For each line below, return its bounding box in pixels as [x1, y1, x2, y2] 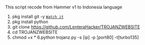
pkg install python [12, 19, 48, 24]
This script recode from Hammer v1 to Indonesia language [5, 4, 122, 10]
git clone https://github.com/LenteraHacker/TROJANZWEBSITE [12, 24, 141, 30]
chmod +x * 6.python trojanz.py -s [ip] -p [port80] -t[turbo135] [12, 34, 139, 40]
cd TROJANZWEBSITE [12, 29, 58, 35]
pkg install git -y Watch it [12, 14, 64, 19]
